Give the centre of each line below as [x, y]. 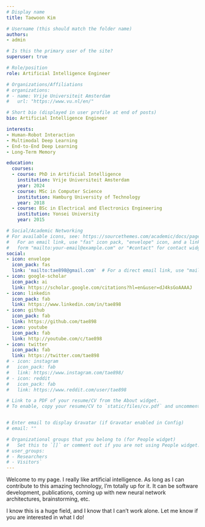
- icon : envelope [28, 259]
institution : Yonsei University [58, 214]
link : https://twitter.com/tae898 [56, 356]
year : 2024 [31, 186]
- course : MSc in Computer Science [57, 191]
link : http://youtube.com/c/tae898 [57, 339]
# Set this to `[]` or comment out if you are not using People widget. [103, 445]
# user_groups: [26, 451]
